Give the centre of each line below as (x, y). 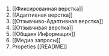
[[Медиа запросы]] (36, 40)
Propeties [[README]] (39, 46)
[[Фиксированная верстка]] (47, 9)
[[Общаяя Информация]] (43, 34)
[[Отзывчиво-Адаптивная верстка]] (58, 21)
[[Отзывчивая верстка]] (42, 27)
